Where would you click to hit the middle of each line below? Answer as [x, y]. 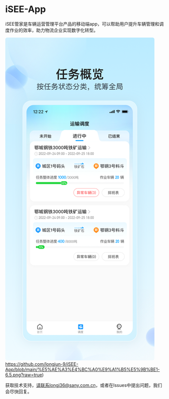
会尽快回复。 [18, 391]
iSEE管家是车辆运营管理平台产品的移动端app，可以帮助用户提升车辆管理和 [82, 24]
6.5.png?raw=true [24, 375]
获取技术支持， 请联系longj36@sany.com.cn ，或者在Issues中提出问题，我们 [84, 385]
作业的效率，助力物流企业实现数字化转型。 [54, 30]
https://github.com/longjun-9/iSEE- [42, 364]
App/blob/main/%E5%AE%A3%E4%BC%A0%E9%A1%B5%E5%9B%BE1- [82, 369]
